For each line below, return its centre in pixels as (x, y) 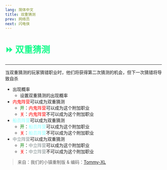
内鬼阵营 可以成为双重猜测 (39, 102)
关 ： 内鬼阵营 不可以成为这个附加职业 (57, 114)
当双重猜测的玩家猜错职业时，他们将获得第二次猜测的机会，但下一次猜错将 (81, 72)
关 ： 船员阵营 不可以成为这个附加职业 (57, 133)
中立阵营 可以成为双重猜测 (39, 139)
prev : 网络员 (17, 19)
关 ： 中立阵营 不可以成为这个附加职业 (57, 152)
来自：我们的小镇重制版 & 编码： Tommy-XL (62, 162)
